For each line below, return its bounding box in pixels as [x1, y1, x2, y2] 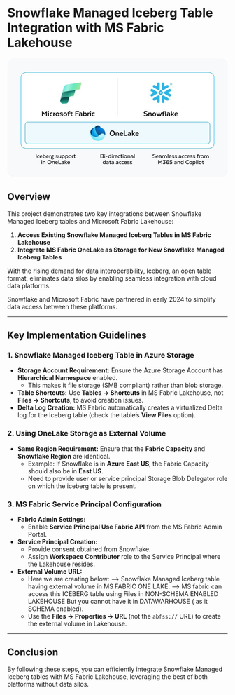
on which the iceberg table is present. [27, 482, 137, 490]
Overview [7, 191, 51, 203]
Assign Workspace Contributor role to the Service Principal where [27, 552, 221, 560]
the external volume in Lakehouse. [27, 619, 127, 628]
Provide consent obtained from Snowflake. [27, 545, 152, 553]
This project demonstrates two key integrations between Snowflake [7, 209, 202, 218]
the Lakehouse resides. [27, 560, 96, 568]
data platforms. [7, 281, 51, 290]
